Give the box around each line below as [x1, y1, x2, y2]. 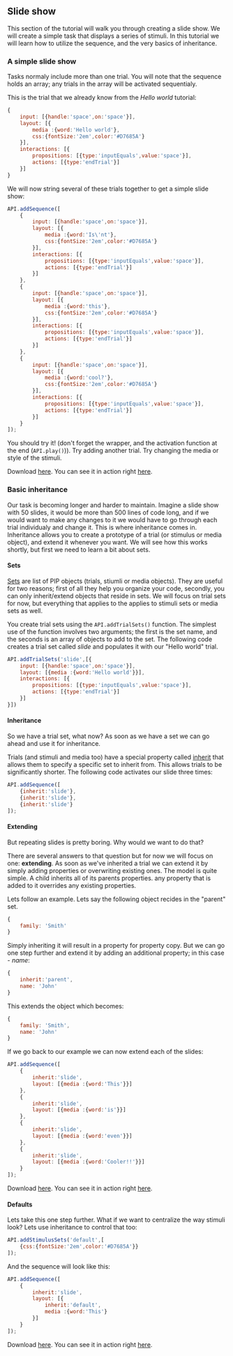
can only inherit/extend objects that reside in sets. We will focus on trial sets [7, 591, 227, 600]
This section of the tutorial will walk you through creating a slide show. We [7, 24, 220, 32]
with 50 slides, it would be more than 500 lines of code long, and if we [7, 508, 209, 517]
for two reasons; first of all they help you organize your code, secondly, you [7, 584, 225, 593]
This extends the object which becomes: [7, 1002, 124, 1010]
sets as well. [7, 606, 43, 614]
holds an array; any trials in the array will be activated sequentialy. [7, 80, 197, 88]
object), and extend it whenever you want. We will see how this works [7, 538, 208, 546]
